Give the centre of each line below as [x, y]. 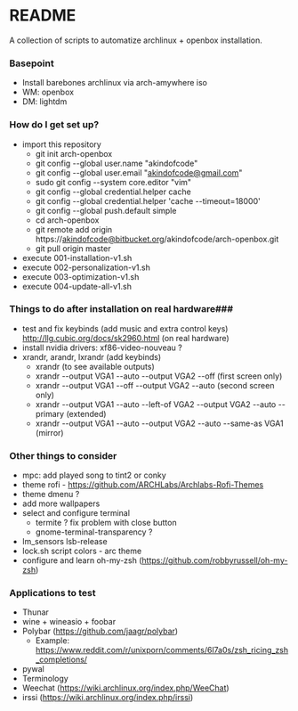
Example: [52, 641]
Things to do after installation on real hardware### [121, 309]
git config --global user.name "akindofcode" [117, 163]
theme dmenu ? [51, 494]
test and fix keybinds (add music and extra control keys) [125, 328]
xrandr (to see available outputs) [95, 366]
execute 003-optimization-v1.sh [81, 276]
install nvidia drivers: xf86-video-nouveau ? [102, 347]
